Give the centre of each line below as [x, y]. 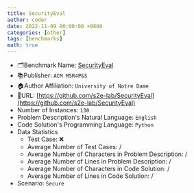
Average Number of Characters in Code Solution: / [98, 169]
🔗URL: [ [28, 95]
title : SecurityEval [37, 13]
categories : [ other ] [37, 33]
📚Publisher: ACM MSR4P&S [52, 75]
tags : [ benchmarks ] [35, 39]
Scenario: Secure [41, 183]
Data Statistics [37, 132]
